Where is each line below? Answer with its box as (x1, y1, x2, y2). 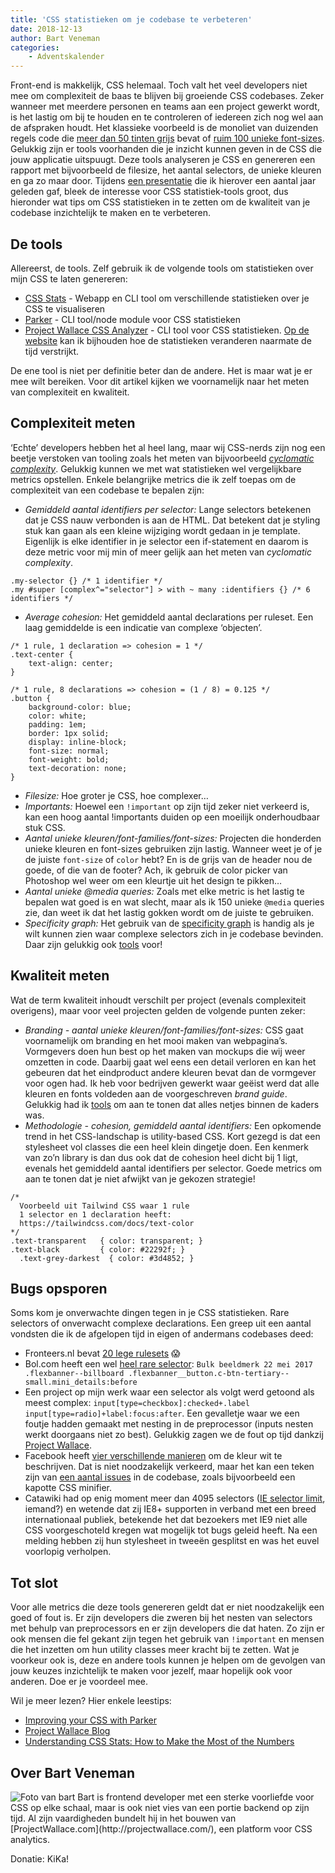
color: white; (28, 711, 87, 721)
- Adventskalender (28, 52, 105, 62)
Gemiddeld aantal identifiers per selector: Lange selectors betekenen (24, 503, 312, 515)
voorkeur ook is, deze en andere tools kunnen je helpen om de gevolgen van (10, 1654, 326, 1666)
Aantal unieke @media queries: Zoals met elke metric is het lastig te (24, 885, 305, 897)
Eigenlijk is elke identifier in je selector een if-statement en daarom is (24, 535, 309, 547)
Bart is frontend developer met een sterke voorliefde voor (77, 1791, 315, 1803)
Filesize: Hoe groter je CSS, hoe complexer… (24, 789, 209, 801)
